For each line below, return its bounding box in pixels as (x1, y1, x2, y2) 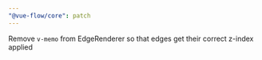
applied (8, 42, 34, 52)
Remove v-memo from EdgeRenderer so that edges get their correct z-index (8, 34, 254, 43)
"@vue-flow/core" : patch (8, 11, 91, 20)
